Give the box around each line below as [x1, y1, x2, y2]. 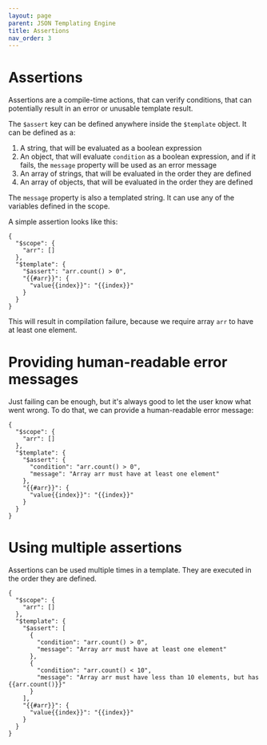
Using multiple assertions [8, 539, 182, 557]
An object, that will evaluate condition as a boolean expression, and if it [19, 152, 256, 161]
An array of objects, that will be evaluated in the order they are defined [19, 177, 253, 187]
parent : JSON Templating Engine [8, 19, 116, 27]
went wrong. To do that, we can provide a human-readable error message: [8, 406, 254, 415]
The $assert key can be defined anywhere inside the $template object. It [8, 119, 247, 129]
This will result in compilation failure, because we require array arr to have [8, 317, 254, 326]
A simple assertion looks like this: [8, 217, 118, 227]
